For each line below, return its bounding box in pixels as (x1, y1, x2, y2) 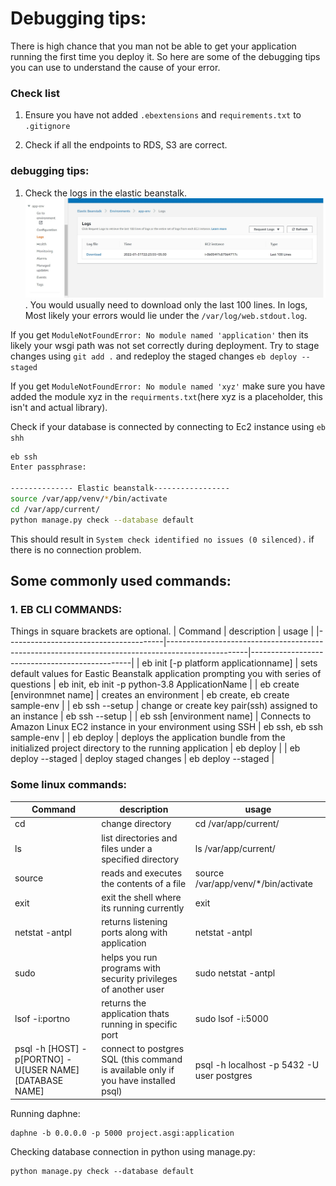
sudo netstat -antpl (194, 967, 276, 979)
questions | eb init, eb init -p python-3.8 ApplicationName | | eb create (10, 678, 300, 691)
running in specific (101, 1018, 178, 1030)
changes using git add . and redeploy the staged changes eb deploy (10, 350, 298, 362)
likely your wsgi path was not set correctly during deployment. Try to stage (10, 339, 320, 351)
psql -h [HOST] (14, 1043, 80, 1055)
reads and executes (101, 867, 183, 879)
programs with (101, 962, 161, 974)
